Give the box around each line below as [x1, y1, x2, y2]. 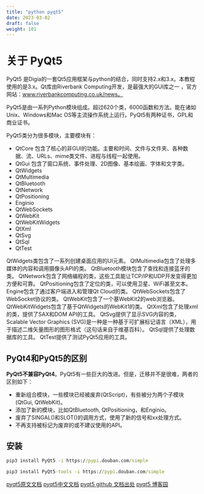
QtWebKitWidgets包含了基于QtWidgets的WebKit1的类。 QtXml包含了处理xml [6, 303, 199, 310]
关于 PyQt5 [6, 54, 63, 68]
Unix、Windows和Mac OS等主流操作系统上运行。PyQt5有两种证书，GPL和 [6, 111, 194, 119]
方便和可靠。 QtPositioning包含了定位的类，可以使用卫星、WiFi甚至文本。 [6, 280, 191, 287]
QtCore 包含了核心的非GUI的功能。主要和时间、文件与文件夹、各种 [15, 145, 183, 152]
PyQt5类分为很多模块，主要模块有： [6, 132, 97, 139]
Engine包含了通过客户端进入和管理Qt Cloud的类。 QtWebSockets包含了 [6, 288, 186, 295]
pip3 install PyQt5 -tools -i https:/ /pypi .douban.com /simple [6, 468, 165, 474]
